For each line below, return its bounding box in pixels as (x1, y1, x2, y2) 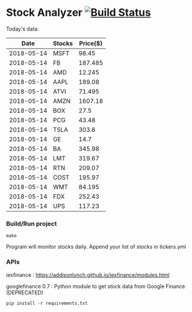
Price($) (79, 39, 103, 47)
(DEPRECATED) (6, 288, 44, 296)
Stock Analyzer (6, 6, 83, 19)
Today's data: (6, 25, 39, 32)
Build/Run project (6, 219, 57, 227)
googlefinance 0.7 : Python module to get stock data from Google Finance (6, 283, 186, 290)
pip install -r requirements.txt (6, 300, 88, 306)
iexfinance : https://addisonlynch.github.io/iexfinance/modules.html (6, 271, 170, 279)
